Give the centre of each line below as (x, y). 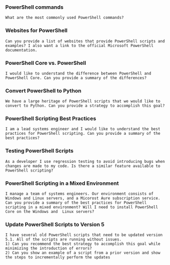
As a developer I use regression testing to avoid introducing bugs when (85, 161)
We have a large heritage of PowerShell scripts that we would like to (83, 101)
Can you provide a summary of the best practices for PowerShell (76, 203)
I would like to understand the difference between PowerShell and (78, 73)
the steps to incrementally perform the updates (58, 257)
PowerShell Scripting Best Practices (51, 118)
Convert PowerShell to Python (43, 90)
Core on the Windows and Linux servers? (50, 212)
